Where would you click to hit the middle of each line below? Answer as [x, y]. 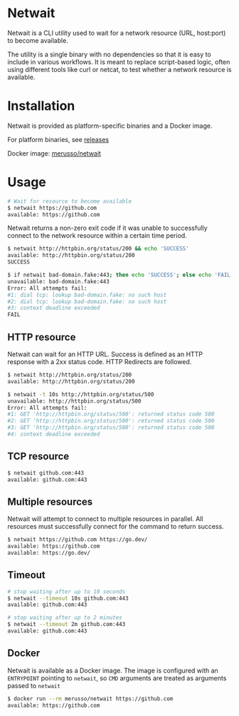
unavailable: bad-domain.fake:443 [59, 281]
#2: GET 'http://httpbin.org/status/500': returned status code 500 [111, 421]
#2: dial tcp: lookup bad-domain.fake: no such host [87, 301]
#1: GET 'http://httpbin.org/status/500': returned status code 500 [111, 414]
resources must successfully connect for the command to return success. [116, 527]
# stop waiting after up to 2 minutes [65, 618]
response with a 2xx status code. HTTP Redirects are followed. [100, 362]
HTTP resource [42, 337]
